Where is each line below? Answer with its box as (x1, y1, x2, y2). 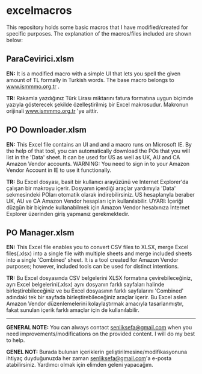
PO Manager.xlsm (6, 227, 75, 238)
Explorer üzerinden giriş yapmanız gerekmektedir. (6, 210, 130, 217)
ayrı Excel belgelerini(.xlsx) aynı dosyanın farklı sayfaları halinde (6, 281, 165, 288)
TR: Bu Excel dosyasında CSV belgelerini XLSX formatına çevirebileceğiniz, (6, 274, 192, 282)
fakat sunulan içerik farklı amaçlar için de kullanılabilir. (6, 306, 140, 314)
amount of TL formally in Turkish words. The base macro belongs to (6, 76, 174, 83)
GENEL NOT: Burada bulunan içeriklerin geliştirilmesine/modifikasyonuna (6, 348, 188, 356)
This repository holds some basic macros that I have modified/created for (6, 24, 188, 31)
